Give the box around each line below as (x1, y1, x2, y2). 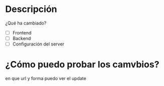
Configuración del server (12, 41, 64, 47)
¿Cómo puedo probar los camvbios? (5, 59, 159, 70)
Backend (12, 35, 31, 41)
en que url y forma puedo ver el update (5, 75, 87, 81)
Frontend (12, 29, 32, 35)
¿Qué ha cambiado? (5, 20, 47, 26)
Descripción (5, 3, 57, 15)
